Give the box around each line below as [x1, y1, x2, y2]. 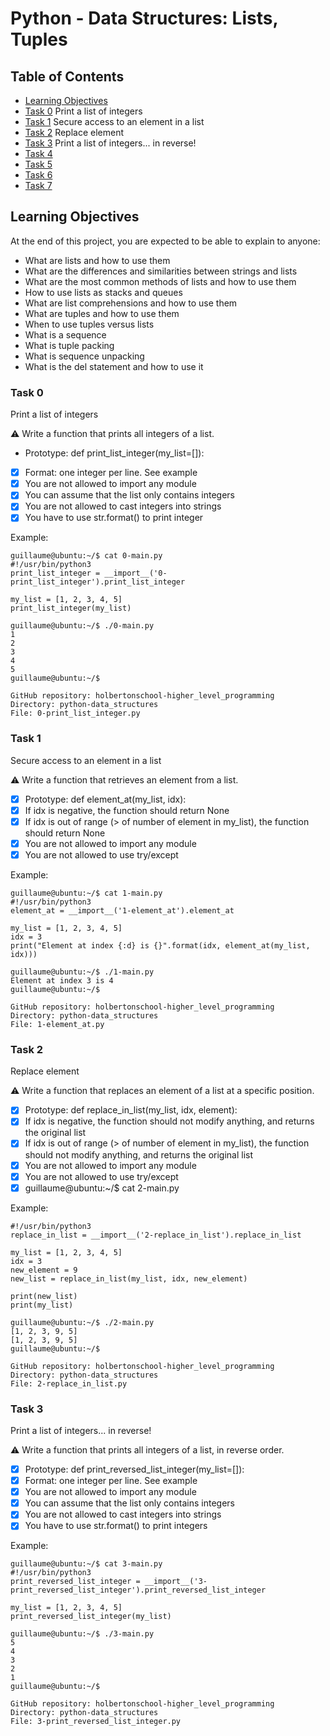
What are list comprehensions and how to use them [24, 297, 238, 309]
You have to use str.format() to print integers [24, 1520, 208, 1532]
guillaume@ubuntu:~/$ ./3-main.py [10, 1629, 155, 1639]
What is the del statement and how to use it [24, 360, 204, 372]
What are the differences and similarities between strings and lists [24, 265, 298, 277]
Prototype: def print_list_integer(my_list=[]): [24, 447, 205, 459]
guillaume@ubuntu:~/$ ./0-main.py [10, 621, 155, 631]
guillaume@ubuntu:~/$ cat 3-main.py [10, 1559, 163, 1569]
